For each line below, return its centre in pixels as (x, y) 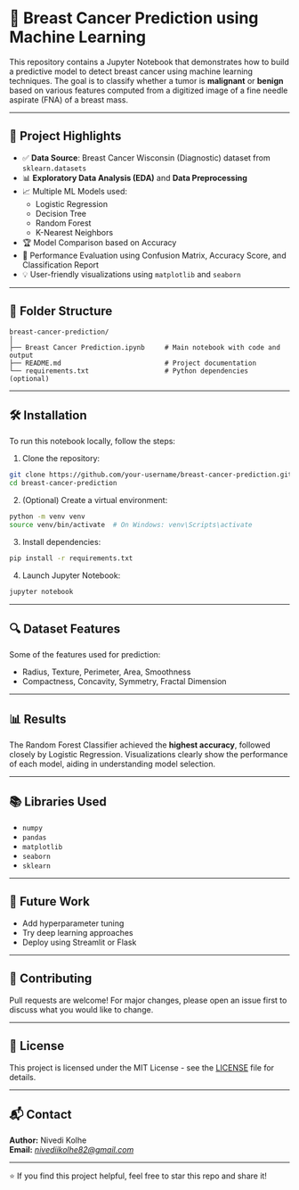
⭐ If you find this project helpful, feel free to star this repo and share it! (138, 1176)
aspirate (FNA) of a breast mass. (69, 99)
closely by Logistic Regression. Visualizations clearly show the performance (149, 755)
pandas (34, 838)
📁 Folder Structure (61, 311)
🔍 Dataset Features (65, 629)
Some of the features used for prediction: (85, 655)
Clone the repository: (61, 459)
